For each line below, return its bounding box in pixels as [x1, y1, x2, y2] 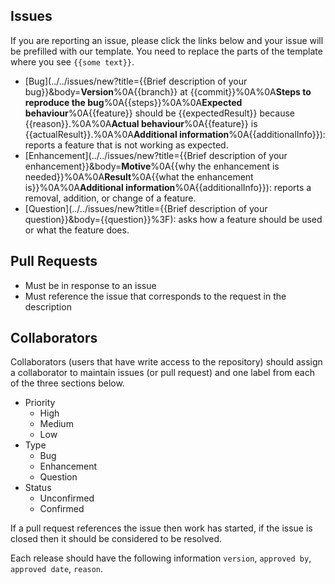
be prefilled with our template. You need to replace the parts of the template [10, 45, 323, 57]
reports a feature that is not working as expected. [24, 139, 229, 151]
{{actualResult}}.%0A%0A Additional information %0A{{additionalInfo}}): [24, 128, 326, 140]
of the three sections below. [10, 377, 125, 389]
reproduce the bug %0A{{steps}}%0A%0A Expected [24, 96, 243, 108]
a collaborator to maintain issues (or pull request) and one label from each [10, 367, 315, 379]
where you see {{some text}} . [10, 55, 135, 68]
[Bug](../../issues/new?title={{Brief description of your [24, 75, 248, 87]
